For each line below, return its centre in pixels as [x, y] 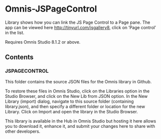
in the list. [15, 32]
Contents [19, 57]
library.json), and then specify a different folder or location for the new [75, 106]
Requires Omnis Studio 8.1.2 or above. [43, 42]
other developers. [23, 131]
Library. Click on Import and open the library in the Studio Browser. [72, 111]
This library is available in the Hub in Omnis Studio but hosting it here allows [80, 121]
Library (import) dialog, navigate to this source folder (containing [69, 101]
